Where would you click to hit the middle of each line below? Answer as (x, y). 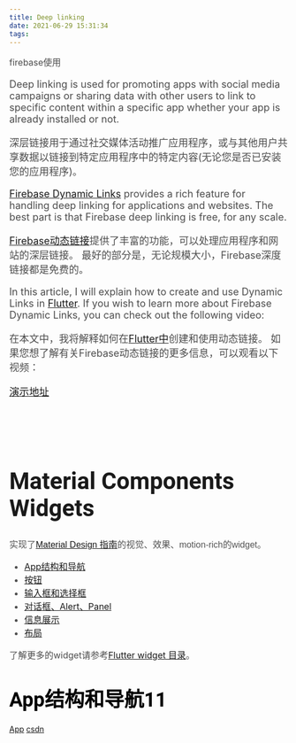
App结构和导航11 (88, 700)
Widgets (52, 508)
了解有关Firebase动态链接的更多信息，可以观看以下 (159, 353)
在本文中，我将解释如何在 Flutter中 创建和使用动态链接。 (139, 339)
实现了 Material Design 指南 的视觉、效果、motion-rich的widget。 (138, 545)
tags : (19, 34)
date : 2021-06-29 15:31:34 (59, 26)
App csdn (27, 729)
